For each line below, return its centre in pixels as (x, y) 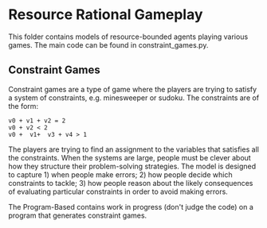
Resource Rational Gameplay (106, 15)
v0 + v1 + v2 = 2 (37, 121)
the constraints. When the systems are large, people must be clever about (130, 157)
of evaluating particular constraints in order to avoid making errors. (118, 191)
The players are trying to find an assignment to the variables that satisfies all (133, 149)
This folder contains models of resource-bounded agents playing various (128, 37)
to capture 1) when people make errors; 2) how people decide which (120, 174)
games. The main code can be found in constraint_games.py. (108, 44)
